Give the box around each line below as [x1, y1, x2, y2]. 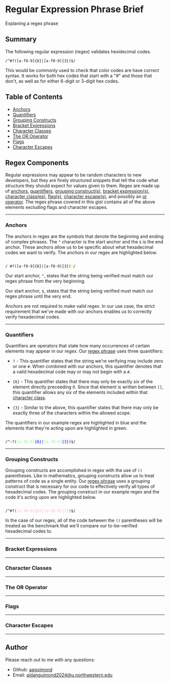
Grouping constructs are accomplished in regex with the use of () [5, 468, 143, 474]
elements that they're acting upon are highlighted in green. [5, 425, 127, 431]
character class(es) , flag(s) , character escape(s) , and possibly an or [5, 194, 147, 200]
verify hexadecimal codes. [5, 313, 61, 320]
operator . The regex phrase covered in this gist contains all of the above [5, 199, 155, 205]
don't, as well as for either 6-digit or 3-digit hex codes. [5, 78, 119, 84]
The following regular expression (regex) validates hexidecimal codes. [5, 48, 152, 54]
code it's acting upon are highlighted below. [5, 494, 97, 500]
